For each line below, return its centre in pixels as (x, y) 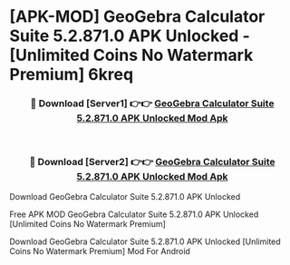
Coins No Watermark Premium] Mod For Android (100, 250)
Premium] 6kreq (72, 75)
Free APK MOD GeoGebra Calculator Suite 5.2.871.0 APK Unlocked (134, 214)
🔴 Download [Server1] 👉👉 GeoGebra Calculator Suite (152, 103)
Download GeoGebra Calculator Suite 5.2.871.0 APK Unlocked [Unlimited (145, 241)
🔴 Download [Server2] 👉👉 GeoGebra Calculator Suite (152, 162)
